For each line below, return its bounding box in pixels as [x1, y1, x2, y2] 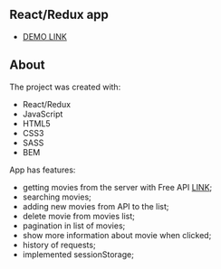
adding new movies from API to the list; [22, 200, 169, 211]
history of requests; [22, 239, 97, 250]
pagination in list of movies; [22, 220, 126, 231]
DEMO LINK [22, 31, 68, 42]
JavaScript [22, 108, 63, 119]
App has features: [9, 164, 76, 175]
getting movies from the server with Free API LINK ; [22, 181, 213, 192]
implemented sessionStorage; [22, 248, 134, 260]
